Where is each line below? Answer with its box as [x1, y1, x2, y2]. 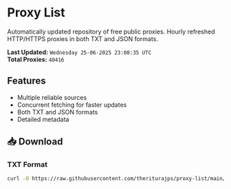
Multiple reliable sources [16, 93, 87, 101]
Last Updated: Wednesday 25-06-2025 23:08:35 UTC [7, 48, 152, 56]
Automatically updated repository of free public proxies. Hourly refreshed [7, 27, 215, 36]
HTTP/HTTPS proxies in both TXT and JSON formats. [7, 34, 158, 42]
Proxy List [7, 5, 65, 21]
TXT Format [7, 160, 48, 169]
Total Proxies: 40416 [7, 55, 65, 63]
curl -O [7, 175, 30, 182]
